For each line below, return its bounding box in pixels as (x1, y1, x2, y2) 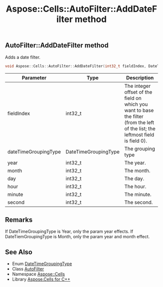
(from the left (124, 119, 154, 126)
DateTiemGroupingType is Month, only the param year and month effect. (5, 234, 150, 240)
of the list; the (124, 125, 156, 132)
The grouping (124, 145, 155, 152)
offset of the (124, 89, 152, 96)
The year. (124, 159, 147, 166)
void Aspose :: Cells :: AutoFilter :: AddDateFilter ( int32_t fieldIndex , (5, 63, 147, 69)
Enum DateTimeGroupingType (12, 261, 72, 267)
